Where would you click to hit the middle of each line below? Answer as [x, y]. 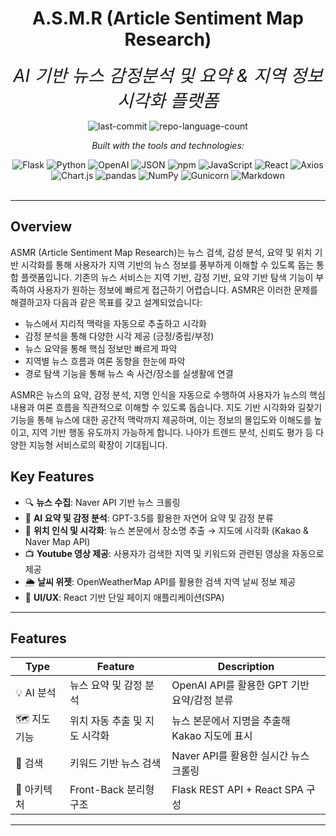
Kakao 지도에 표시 [212, 735]
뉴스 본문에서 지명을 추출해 [231, 720]
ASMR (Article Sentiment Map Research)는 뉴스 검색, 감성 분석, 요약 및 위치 [161, 252]
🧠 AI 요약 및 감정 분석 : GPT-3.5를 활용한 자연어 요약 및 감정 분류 [149, 518]
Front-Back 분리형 [112, 790]
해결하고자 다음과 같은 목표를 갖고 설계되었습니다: [106, 302]
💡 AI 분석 [36, 693]
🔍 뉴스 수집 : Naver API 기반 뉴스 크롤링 [102, 502]
